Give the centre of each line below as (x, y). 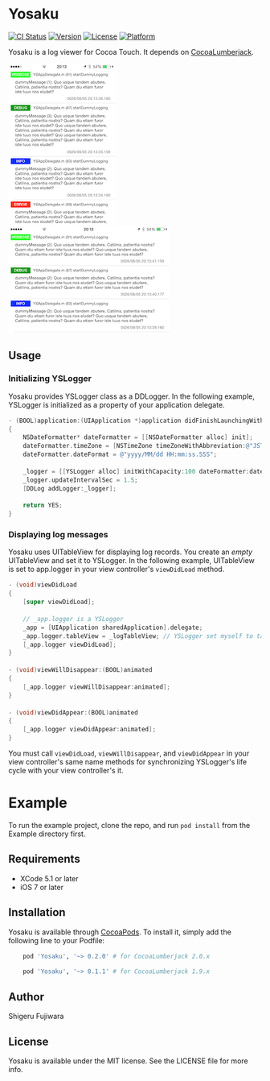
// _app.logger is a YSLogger (74, 619)
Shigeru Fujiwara (36, 1017)
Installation (37, 912)
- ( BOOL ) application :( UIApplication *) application (95, 420)
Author (26, 997)
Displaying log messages (58, 535)
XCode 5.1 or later (49, 878)
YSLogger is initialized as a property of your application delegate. (117, 404)
